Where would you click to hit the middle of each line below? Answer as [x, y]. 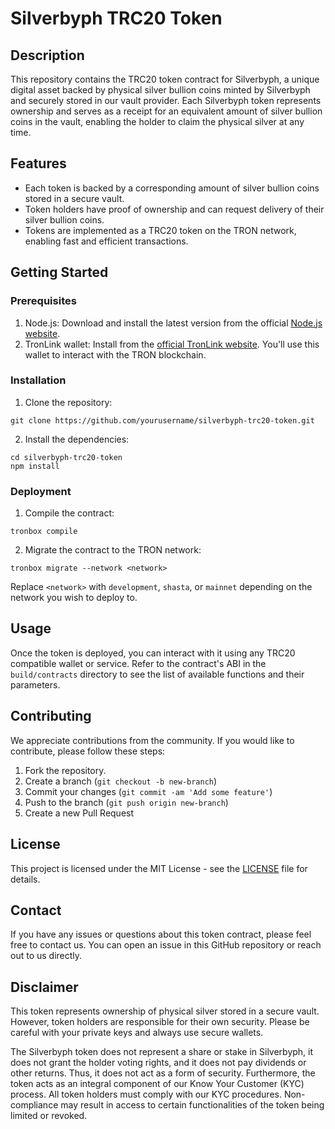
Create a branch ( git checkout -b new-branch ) [121, 781]
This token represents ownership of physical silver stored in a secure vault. [165, 1011]
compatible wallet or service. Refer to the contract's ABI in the [138, 663]
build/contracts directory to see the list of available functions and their [157, 674]
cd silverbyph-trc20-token [66, 457]
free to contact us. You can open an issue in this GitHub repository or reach [166, 945]
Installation [38, 380]
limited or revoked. [49, 1116]
